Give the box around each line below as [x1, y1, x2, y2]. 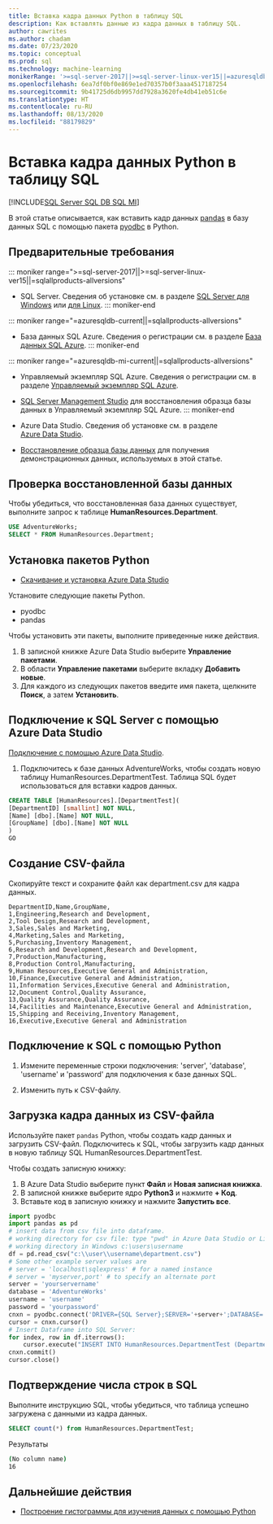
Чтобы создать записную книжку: [8, 1163, 127, 1173]
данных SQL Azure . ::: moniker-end [19, 339, 140, 350]
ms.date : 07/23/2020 [8, 42, 79, 50]
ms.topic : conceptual [8, 50, 82, 58]
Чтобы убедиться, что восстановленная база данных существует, [8, 498, 237, 509]
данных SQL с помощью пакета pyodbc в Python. [8, 221, 180, 231]
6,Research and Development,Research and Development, [8, 945, 198, 953]
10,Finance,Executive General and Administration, [8, 974, 184, 982]
